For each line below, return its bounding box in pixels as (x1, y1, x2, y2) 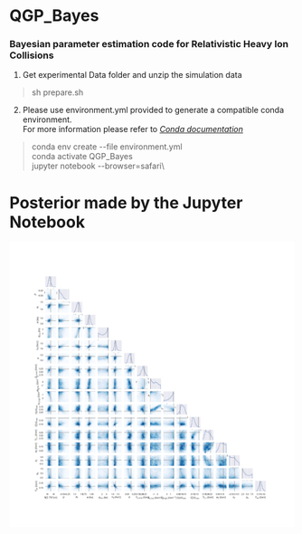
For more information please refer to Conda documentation (22, 124, 244, 135)
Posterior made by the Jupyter (9, 192, 243, 213)
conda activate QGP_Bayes (31, 151, 133, 162)
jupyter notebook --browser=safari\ (31, 160, 165, 172)
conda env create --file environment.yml (31, 141, 183, 152)
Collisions (9, 49, 54, 62)
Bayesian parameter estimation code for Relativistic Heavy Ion (9, 38, 289, 51)
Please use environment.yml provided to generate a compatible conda (22, 105, 285, 116)
